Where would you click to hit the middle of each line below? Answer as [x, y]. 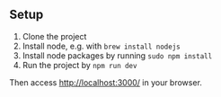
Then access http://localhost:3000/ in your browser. [106, 82]
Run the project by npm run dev [80, 65]
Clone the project [54, 36]
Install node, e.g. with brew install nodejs [102, 46]
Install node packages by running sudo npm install [117, 55]
